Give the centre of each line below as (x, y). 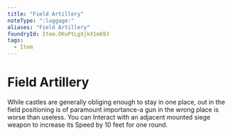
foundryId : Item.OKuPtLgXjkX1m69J (59, 34)
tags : (15, 41)
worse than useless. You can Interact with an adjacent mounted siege (109, 117)
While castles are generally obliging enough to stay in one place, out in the (116, 102)
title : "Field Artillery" (45, 14)
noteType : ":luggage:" (41, 21)
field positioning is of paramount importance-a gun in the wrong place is (113, 109)
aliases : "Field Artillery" (49, 27)
